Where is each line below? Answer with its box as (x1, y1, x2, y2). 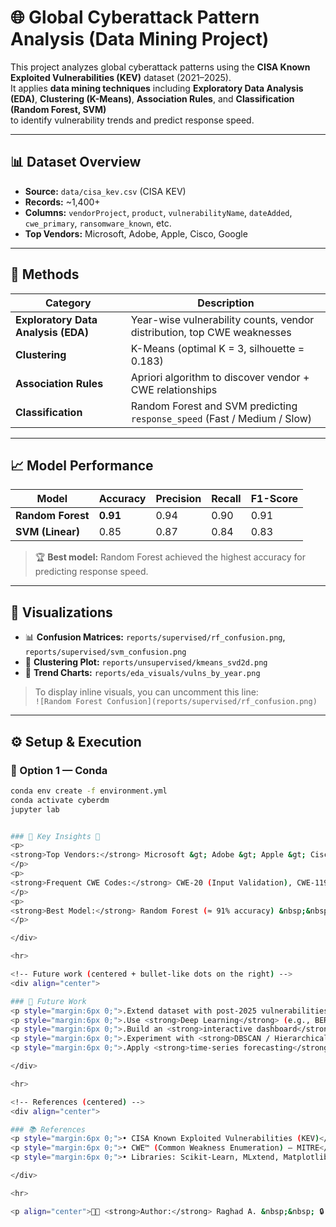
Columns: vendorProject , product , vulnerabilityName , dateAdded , (24, 206, 293, 218)
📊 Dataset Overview (10, 154, 142, 171)
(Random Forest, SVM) (10, 103, 107, 115)
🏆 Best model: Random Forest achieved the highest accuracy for (34, 551, 306, 563)
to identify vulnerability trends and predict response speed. (10, 114, 255, 126)
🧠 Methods (10, 266, 80, 283)
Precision (155, 492, 202, 506)
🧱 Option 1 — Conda (10, 763, 108, 777)
